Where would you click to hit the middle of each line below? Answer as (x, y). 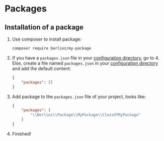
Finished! (21, 133)
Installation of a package (44, 27)
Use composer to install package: (47, 39)
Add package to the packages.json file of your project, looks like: (79, 96)
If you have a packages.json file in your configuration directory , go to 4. (86, 57)
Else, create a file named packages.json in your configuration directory (85, 63)
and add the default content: (42, 68)
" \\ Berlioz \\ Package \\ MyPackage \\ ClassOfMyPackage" (86, 115)
